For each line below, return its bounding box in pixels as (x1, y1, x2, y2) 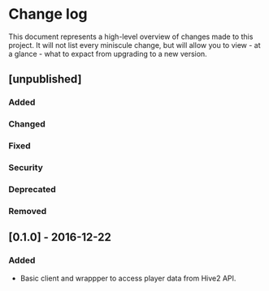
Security (8, 162, 43, 173)
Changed (8, 118, 46, 130)
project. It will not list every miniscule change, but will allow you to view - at (8, 40, 262, 49)
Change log (8, 5, 88, 24)
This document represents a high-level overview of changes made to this (8, 32, 254, 41)
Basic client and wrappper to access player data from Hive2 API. (20, 273, 236, 283)
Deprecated (8, 183, 57, 195)
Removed (8, 205, 47, 216)
